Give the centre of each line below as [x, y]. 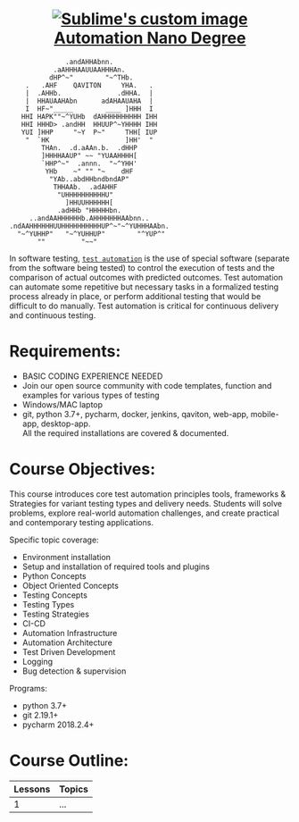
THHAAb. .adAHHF [85, 187]
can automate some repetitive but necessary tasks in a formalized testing [144, 287]
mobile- [265, 414]
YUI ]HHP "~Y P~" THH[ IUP [89, 132]
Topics [74, 789]
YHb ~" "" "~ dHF [89, 171]
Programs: [28, 688]
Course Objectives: [83, 470]
